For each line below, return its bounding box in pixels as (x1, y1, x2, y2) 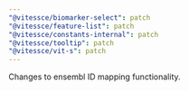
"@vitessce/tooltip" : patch (8, 38, 115, 48)
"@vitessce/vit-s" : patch (8, 47, 106, 56)
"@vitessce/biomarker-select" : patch (8, 13, 151, 23)
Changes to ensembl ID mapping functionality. (8, 71, 182, 82)
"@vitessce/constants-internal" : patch (8, 30, 159, 39)
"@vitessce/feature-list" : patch (8, 22, 135, 31)
